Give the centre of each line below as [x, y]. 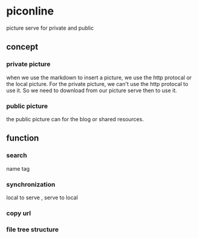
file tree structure [33, 230]
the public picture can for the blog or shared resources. [75, 119]
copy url [19, 213]
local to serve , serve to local [42, 197]
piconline [30, 11]
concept [22, 47]
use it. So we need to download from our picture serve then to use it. [92, 90]
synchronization [31, 184]
